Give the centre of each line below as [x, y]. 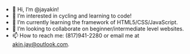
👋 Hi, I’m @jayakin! [35, 9]
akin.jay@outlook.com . [41, 44]
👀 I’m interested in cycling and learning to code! [72, 16]
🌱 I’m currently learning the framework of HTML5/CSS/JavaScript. [95, 22]
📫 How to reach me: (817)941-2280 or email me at [76, 35]
